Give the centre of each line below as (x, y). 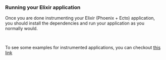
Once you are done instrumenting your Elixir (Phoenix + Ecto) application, (80, 18)
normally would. (22, 29)
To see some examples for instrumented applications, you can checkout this (83, 48)
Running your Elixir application (43, 7)
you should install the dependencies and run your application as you (75, 23)
